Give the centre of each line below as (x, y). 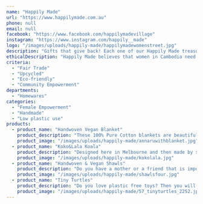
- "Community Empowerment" (46, 85)
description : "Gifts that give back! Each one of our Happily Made (93, 51)
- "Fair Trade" (31, 68)
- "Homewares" (29, 96)
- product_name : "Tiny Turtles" (53, 180)
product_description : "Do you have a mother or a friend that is (101, 169)
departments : (23, 91)
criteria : (19, 62)
